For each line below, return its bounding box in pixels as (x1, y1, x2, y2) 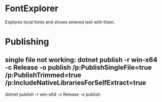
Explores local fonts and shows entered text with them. (5, 19, 115, 25)
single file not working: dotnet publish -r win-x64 (5, 56, 158, 64)
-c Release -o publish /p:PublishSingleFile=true (5, 63, 152, 71)
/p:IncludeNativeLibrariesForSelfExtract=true (5, 79, 146, 87)
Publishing (5, 36, 50, 47)
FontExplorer (5, 3, 59, 14)
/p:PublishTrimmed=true (5, 71, 82, 79)
